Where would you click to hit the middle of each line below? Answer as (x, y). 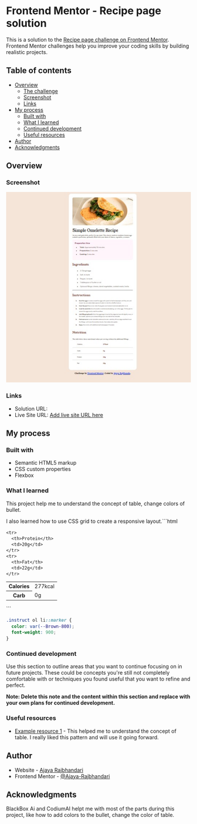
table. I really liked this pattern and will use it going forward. (87, 737)
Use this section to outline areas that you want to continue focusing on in (94, 666)
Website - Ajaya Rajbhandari (49, 770)
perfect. (16, 685)
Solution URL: (31, 408)
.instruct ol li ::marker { (39, 620)
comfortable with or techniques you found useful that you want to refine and (98, 679)
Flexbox (24, 475)
